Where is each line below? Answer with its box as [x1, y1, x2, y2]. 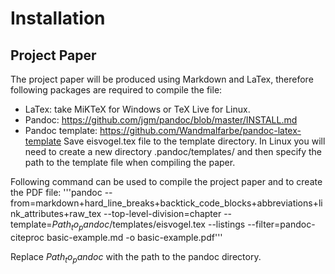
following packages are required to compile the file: [10, 84, 223, 96]
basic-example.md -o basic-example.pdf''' [46, 231, 223, 243]
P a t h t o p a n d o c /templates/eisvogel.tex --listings [51, 218, 246, 232]
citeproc [10, 231, 45, 243]
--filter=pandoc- [247, 218, 316, 230]
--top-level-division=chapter [103, 208, 222, 219]
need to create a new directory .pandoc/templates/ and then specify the [24, 146, 323, 157]
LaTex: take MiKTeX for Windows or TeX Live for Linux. [24, 103, 251, 115]
